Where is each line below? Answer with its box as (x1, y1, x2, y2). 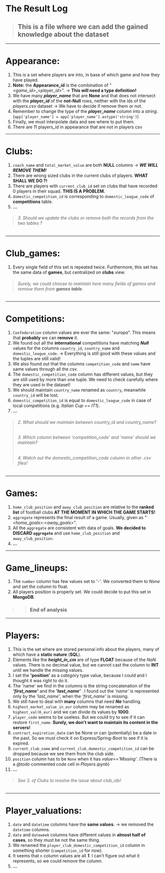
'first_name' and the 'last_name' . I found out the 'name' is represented (12, 688, 160, 694)
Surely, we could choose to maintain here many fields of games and (17, 281, 156, 287)
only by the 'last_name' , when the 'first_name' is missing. (12, 693, 129, 699)
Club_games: (5, 248, 60, 259)
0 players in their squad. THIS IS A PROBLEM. (12, 188, 106, 194)
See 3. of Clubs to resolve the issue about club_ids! (17, 778, 121, 784)
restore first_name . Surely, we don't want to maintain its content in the (12, 719, 158, 725)
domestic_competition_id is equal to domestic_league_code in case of (12, 398, 151, 404)
